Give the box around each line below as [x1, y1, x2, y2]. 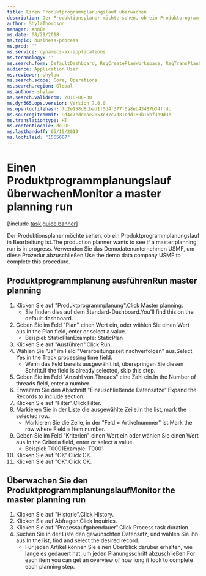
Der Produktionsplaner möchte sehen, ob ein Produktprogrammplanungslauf [7, 232, 200, 239]
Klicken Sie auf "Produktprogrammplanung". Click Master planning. [15, 301, 183, 309]
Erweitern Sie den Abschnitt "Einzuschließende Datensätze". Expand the [15, 386, 197, 393]
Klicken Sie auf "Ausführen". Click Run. [15, 341, 112, 348]
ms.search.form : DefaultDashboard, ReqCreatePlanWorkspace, [7, 60, 164, 66]
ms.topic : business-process [7, 37, 79, 44]
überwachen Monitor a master [7, 187, 161, 201]
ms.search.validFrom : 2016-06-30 [7, 94, 92, 100]
